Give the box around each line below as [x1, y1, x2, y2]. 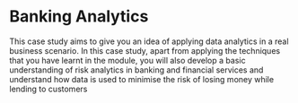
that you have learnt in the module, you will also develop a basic [9, 55, 246, 65]
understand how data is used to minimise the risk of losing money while [9, 73, 275, 84]
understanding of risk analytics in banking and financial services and [9, 64, 264, 75]
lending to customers [9, 83, 88, 94]
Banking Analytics [9, 6, 149, 27]
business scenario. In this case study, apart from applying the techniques [9, 45, 281, 56]
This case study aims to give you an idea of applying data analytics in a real [9, 36, 289, 47]
